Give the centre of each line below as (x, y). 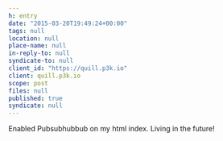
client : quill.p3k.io (45, 76)
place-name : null (37, 46)
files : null (28, 91)
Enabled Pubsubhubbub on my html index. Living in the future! (111, 129)
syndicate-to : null (41, 61)
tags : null (27, 31)
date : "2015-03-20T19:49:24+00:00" (68, 23)
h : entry (23, 16)
